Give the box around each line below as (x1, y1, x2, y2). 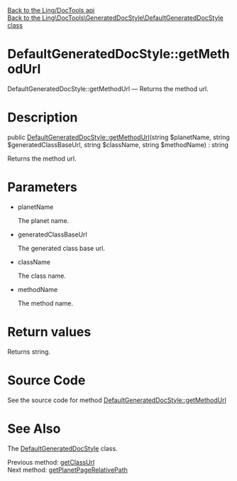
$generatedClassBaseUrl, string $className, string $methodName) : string (7, 140, 229, 148)
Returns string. (7, 347, 51, 356)
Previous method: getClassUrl (7, 458, 95, 466)
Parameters (7, 179, 78, 195)
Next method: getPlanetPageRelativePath (7, 465, 128, 474)
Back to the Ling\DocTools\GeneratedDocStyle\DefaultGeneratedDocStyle (7, 13, 224, 22)
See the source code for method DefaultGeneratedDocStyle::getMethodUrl (7, 396, 227, 404)
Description (7, 109, 78, 126)
